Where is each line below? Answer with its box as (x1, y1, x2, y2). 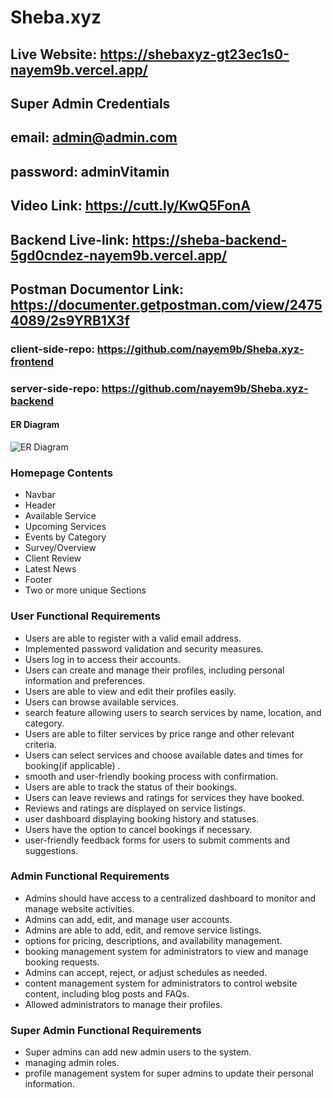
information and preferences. (24, 674, 146, 686)
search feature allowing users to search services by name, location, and (24, 706, 322, 718)
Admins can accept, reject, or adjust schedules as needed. (24, 966, 268, 978)
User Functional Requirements (10, 609, 162, 623)
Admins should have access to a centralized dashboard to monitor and (24, 892, 317, 904)
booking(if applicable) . (24, 759, 121, 771)
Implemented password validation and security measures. (24, 642, 264, 655)
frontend (10, 354, 55, 368)
